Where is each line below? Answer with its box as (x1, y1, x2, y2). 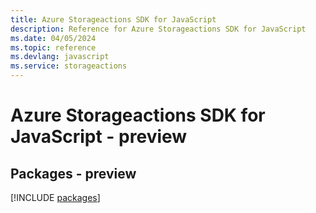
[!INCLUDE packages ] (10, 192, 101, 203)
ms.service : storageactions (10, 61, 128, 71)
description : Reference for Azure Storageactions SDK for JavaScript (10, 24, 307, 34)
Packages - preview (10, 165, 137, 182)
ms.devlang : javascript (10, 52, 110, 62)
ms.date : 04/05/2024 (10, 33, 97, 43)
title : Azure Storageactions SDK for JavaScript (10, 14, 217, 25)
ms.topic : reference (10, 42, 97, 53)
